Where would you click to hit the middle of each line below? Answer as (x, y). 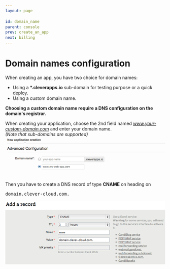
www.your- (144, 123)
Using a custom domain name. (44, 98)
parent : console (22, 27)
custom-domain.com (27, 129)
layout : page (19, 11)
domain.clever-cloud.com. (38, 194)
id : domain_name (22, 21)
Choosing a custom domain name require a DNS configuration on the (79, 108)
